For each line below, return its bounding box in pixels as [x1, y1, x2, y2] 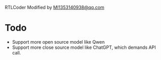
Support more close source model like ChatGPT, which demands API [12, 44, 156, 50]
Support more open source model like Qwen [12, 39, 105, 45]
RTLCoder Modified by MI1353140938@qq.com [5, 5, 105, 10]
